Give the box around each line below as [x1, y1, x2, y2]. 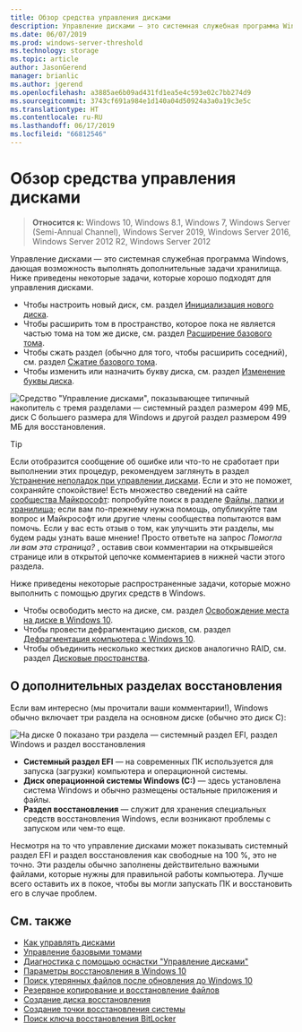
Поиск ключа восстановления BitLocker [22, 1013, 177, 1024]
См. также [10, 914, 73, 929]
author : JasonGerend [10, 64, 88, 73]
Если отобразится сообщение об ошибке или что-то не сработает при [10, 456, 280, 467]
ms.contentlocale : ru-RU [10, 113, 103, 122]
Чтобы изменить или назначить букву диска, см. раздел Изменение [22, 365, 286, 376]
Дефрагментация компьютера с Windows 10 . [22, 633, 196, 644]
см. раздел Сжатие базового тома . [22, 356, 158, 367]
